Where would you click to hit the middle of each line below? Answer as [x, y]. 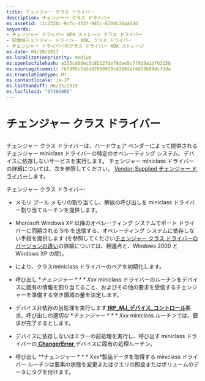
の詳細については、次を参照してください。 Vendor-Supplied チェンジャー [99, 169]
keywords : [19, 29]
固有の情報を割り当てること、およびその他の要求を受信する [101, 287]
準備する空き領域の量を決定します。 [77, 295]
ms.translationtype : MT [37, 75]
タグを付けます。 [53, 372]
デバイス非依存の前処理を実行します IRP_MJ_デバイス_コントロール [100, 308]
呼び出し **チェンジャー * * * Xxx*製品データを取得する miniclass [98, 357]
